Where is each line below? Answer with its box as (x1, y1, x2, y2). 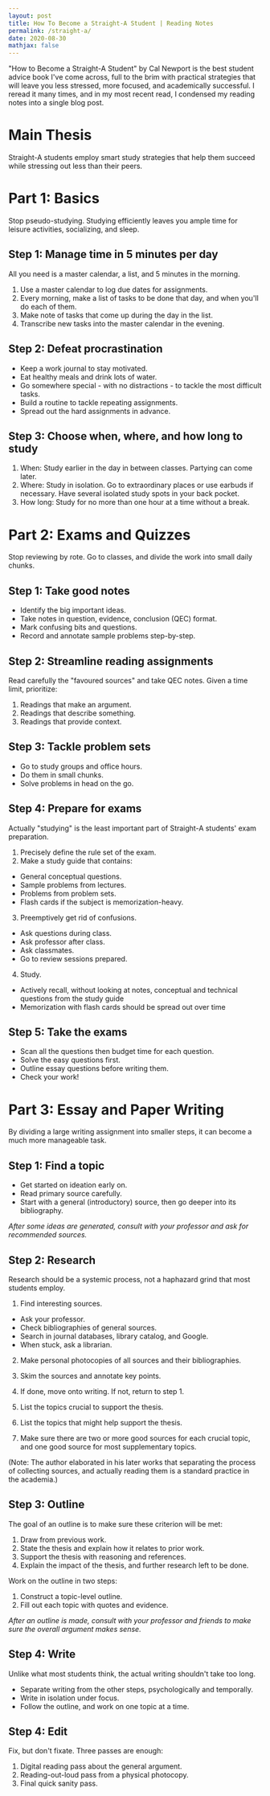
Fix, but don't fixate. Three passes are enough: (8, 1746, 163, 1756)
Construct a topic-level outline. (19, 1591, 123, 1601)
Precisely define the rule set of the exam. (19, 847, 157, 857)
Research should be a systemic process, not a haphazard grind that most (8, 1275, 251, 1284)
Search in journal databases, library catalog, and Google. (19, 1331, 209, 1341)
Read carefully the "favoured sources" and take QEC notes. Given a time (8, 676, 248, 685)
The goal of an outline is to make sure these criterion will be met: (8, 1519, 223, 1528)
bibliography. (19, 1206, 64, 1216)
